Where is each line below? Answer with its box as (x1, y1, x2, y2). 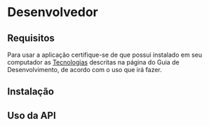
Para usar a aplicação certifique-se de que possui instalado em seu (7, 50, 202, 59)
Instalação (7, 85, 55, 98)
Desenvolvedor (7, 4, 98, 20)
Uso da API (7, 109, 56, 121)
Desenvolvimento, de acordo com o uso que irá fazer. (7, 66, 163, 73)
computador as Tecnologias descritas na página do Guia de (7, 58, 180, 66)
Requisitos (7, 32, 55, 44)
